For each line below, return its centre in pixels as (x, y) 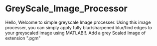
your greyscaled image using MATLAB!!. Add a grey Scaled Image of (76, 33)
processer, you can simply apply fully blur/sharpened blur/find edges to (79, 27)
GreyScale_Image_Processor (67, 9)
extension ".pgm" (23, 38)
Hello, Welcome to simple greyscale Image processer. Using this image (78, 22)
